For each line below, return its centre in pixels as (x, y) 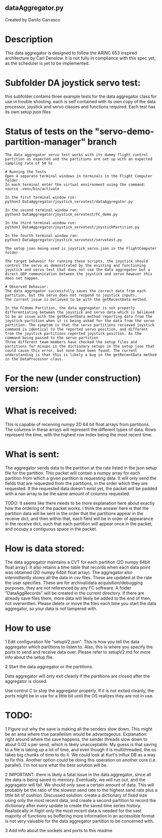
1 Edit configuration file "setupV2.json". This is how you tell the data (72, 642)
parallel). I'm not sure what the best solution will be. (56, 765)
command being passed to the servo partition (52, 338)
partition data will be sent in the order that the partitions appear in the (74, 513)
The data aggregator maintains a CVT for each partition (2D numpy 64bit (78, 562)
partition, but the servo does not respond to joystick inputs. (71, 295)
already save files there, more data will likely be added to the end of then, (78, 598)
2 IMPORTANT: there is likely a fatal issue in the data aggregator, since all (78, 774)
